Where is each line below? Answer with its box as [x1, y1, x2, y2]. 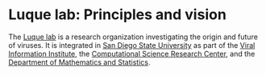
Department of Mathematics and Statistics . [8, 57, 151, 67]
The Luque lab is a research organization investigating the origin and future [8, 32, 258, 41]
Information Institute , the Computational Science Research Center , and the [8, 49, 256, 58]
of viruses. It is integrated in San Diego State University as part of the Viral [8, 40, 256, 49]
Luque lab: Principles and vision [8, 6, 227, 24]
